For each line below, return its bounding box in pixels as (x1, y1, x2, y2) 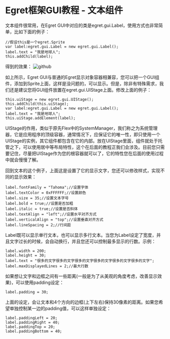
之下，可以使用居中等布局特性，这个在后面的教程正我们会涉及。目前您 (9, 144, 156, 150)
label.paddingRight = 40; (5, 320, 60, 325)
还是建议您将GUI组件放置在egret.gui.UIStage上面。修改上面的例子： (9, 87, 152, 93)
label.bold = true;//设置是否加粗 (5, 201, 73, 206)
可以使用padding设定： (16, 279, 64, 285)
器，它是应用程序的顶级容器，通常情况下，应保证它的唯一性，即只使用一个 (5, 131, 160, 137)
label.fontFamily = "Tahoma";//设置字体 (5, 185, 89, 190)
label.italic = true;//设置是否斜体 (5, 206, 78, 211)
